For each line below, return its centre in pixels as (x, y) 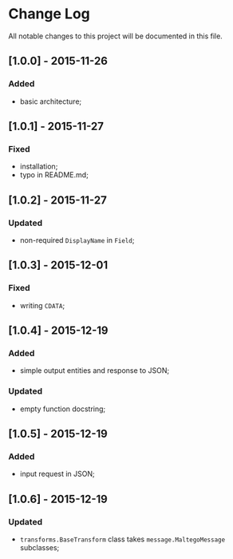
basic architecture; (51, 101)
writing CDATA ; (42, 305)
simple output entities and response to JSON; (95, 371)
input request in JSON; (57, 474)
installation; (39, 167)
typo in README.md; (54, 175)
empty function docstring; (63, 409)
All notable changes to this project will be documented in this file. (116, 36)
